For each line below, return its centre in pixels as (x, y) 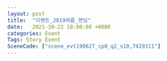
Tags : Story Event (34, 40)
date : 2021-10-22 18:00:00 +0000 (59, 27)
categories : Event (34, 33)
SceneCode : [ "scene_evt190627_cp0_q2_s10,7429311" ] (84, 46)
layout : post (26, 14)
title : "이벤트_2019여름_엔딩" (49, 20)
